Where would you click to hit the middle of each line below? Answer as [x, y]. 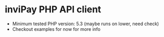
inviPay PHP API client [53, 10]
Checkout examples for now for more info [56, 29]
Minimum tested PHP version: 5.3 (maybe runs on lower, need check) [86, 24]
